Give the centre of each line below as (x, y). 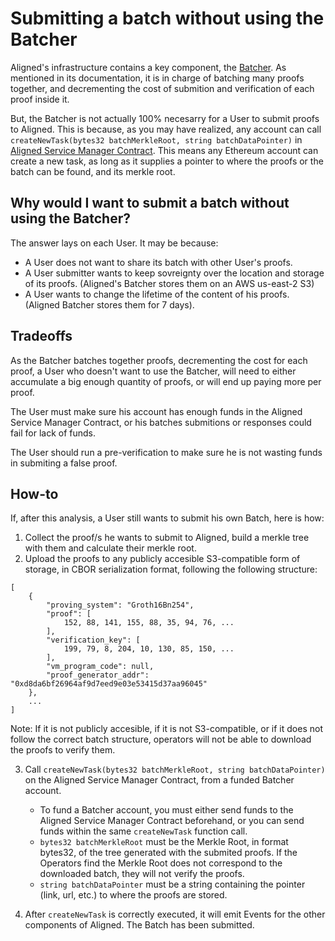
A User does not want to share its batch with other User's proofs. (158, 262)
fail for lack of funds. (53, 433)
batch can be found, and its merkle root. (93, 171)
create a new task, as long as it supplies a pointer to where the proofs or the (167, 161)
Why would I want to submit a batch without (150, 203)
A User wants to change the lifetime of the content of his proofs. (157, 294)
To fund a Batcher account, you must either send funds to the (166, 810)
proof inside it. (40, 99)
